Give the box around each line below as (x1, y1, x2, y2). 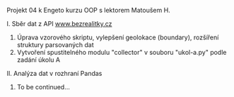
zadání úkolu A (16, 56, 61, 64)
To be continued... (16, 83, 70, 91)
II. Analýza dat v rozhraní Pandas (6, 70, 103, 77)
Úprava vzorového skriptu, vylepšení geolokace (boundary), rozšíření (16, 33, 219, 41)
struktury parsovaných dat (16, 41, 95, 48)
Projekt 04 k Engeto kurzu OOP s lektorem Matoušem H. (6, 6, 170, 14)
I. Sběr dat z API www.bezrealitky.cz (6, 20, 112, 27)
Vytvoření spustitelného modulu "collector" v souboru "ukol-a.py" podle (16, 48, 227, 56)
